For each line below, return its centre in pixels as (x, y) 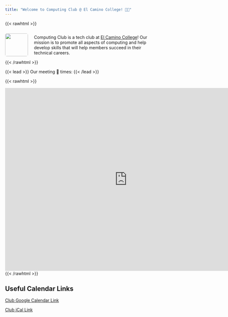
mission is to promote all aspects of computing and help (90, 42)
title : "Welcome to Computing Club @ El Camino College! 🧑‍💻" (68, 10)
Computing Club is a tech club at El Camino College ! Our (91, 37)
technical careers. (52, 53)
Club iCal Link (19, 310)
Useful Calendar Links (39, 289)
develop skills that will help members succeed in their (88, 47)
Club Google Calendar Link (32, 300)
